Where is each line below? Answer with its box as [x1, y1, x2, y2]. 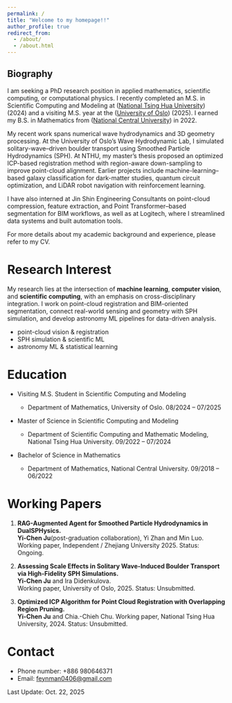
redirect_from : [7, 29, 51, 37]
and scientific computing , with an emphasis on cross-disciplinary [7, 292, 196, 300]
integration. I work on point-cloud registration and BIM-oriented [7, 299, 188, 307]
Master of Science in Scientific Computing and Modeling [17, 416, 179, 425]
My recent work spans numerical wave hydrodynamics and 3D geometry [7, 129, 215, 137]
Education [7, 366, 67, 382]
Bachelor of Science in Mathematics [17, 450, 121, 459]
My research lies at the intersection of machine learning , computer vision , [7, 285, 222, 293]
